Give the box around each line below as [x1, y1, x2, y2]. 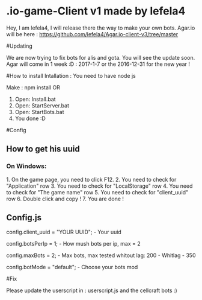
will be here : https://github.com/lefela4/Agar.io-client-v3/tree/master [6, 30, 179, 37]
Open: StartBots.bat [14, 108, 64, 115]
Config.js [6, 212, 42, 223]
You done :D [14, 115, 46, 122]
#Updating [6, 42, 33, 49]
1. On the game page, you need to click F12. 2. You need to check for [6, 176, 177, 183]
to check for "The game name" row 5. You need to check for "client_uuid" [6, 188, 189, 196]
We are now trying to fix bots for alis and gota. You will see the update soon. [6, 54, 195, 61]
